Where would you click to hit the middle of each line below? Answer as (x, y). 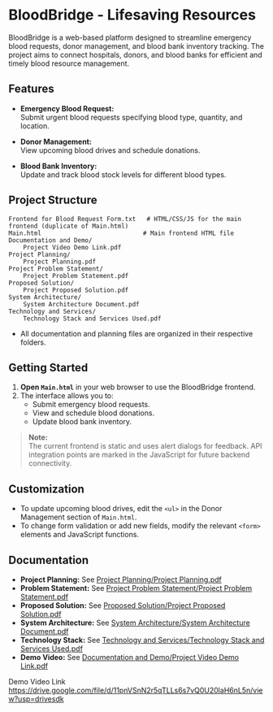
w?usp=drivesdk (36, 699)
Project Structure (53, 200)
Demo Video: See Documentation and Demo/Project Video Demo (130, 657)
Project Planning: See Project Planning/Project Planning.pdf (121, 580)
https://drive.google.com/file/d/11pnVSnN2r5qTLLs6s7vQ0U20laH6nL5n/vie (136, 690)
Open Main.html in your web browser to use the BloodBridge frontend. (138, 387)
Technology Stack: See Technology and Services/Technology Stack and (142, 640)
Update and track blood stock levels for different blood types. (123, 174)
